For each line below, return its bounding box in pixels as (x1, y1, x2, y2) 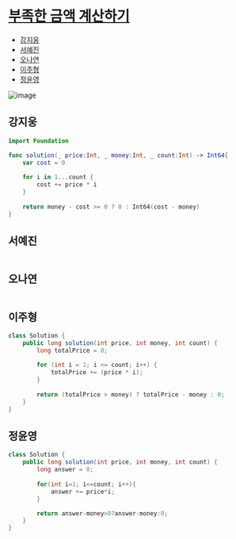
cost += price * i (36, 181, 97, 189)
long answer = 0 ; (36, 465, 93, 474)
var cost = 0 (22, 159, 66, 166)
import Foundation (8, 136, 69, 145)
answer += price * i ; (50, 487, 115, 495)
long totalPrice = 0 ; (36, 346, 108, 354)
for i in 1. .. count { (22, 174, 93, 182)
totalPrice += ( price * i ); (50, 369, 144, 377)
